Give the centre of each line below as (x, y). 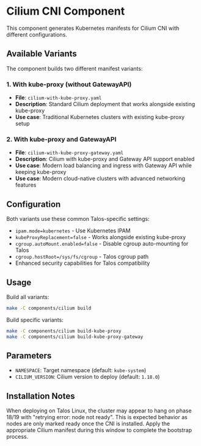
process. (17, 437)
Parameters (29, 355)
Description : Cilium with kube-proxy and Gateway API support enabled (105, 159)
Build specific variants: (35, 320)
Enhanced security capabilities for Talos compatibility (82, 263)
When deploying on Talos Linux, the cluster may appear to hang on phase (99, 411)
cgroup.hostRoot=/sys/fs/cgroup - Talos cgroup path (82, 257)
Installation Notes (41, 396)
